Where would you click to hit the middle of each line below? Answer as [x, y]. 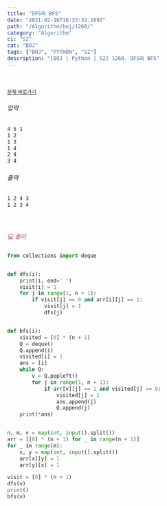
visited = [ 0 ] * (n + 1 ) [55, 337]
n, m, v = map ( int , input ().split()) [61, 433]
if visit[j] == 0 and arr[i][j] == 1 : [87, 300]
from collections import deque [52, 256]
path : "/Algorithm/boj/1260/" [51, 26]
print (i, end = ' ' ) [46, 281]
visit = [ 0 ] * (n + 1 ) [40, 477]
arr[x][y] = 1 [40, 458]
